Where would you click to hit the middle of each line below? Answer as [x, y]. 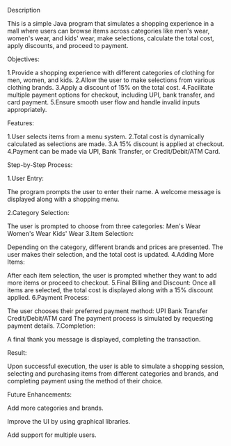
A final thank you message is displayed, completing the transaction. [104, 339]
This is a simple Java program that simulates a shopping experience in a [111, 23]
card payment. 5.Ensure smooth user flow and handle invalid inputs [104, 102]
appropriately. [27, 110]
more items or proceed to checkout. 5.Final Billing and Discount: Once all [111, 282]
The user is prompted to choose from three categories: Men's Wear [104, 226]
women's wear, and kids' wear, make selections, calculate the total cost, [111, 38]
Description [24, 10]
